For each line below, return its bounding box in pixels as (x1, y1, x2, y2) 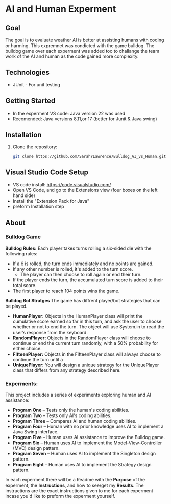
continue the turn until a (12, 356, 63, 362)
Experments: (5, 380, 38, 387)
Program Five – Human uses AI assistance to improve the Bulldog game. (12, 434, 165, 441)
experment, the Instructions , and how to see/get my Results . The (5, 482, 144, 489)
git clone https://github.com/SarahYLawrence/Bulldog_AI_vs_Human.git (12, 154, 166, 159)
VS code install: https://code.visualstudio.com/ (12, 182, 111, 188)
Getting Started (5, 97, 56, 105)
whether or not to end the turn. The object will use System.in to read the (12, 323, 165, 330)
